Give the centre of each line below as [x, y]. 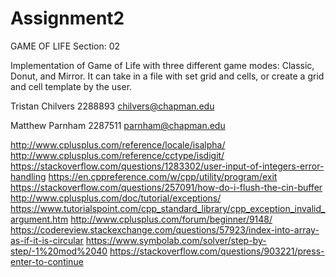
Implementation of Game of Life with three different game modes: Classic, [162, 65]
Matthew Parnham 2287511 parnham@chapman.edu [118, 125]
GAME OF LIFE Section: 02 [65, 46]
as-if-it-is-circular [47, 240]
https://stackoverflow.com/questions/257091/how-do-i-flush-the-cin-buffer [166, 187]
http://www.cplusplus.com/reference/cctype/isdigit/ [117, 155]
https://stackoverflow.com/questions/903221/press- [217, 251]
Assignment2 [67, 18]
